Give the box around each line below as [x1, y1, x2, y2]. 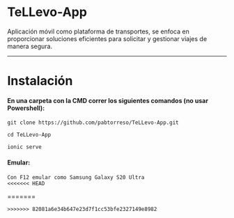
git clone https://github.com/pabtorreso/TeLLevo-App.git [7, 119, 179, 126]
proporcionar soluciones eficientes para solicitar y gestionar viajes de [7, 34, 208, 42]
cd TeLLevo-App [7, 132, 52, 139]
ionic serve [7, 143, 42, 150]
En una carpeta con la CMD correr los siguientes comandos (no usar [7, 96, 209, 104]
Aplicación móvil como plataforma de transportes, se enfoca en [7, 27, 189, 36]
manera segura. [7, 42, 53, 50]
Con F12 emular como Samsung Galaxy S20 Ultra [7, 173, 145, 181]
